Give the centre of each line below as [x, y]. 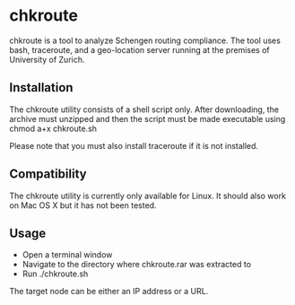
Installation [41, 87]
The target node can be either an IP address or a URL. [109, 292]
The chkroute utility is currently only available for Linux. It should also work [148, 196]
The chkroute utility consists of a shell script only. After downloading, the [144, 109]
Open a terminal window [67, 255]
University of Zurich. [47, 59]
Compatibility [48, 174]
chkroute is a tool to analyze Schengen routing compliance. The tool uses [145, 40]
